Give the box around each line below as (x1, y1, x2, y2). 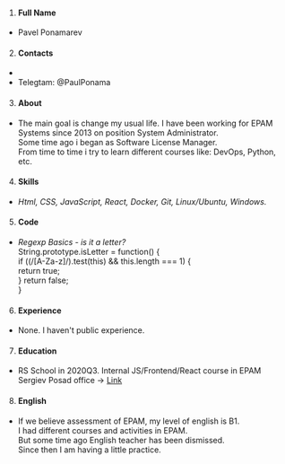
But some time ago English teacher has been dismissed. (17, 434, 226, 445)
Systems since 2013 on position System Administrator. (17, 127, 219, 138)
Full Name (17, 7, 56, 18)
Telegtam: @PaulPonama (17, 77, 111, 88)
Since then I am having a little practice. (17, 444, 161, 455)
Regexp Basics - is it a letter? (17, 237, 126, 248)
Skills (17, 176, 39, 188)
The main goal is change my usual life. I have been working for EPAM (17, 118, 273, 128)
